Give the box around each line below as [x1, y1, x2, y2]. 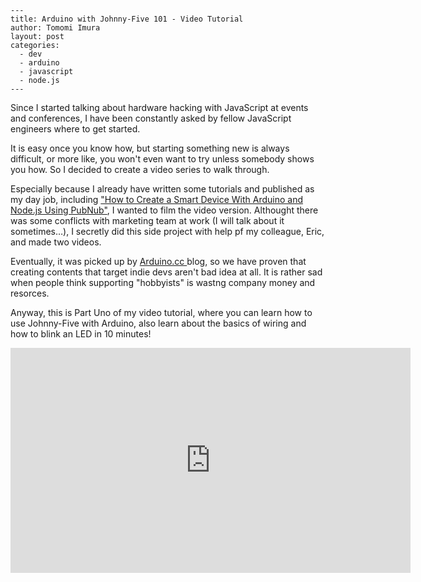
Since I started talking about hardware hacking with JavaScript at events [10, 102, 309, 113]
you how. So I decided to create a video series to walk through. [10, 164, 270, 175]
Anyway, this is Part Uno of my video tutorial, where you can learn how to [10, 307, 313, 318]
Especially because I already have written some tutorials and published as [10, 183, 315, 195]
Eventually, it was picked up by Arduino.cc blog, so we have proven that [10, 256, 307, 267]
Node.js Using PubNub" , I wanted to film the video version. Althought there [10, 204, 319, 216]
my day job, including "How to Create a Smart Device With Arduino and [10, 194, 304, 205]
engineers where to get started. [10, 123, 141, 135]
